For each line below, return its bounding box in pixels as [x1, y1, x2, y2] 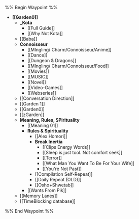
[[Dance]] [27, 52, 48, 58]
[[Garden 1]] [19, 101, 45, 106]
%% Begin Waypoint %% [5, 5, 58, 10]
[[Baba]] [19, 36, 38, 42]
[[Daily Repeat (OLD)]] [34, 177, 82, 182]
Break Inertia [34, 139, 63, 145]
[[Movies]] [27, 68, 49, 74]
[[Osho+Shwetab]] [34, 182, 74, 188]
